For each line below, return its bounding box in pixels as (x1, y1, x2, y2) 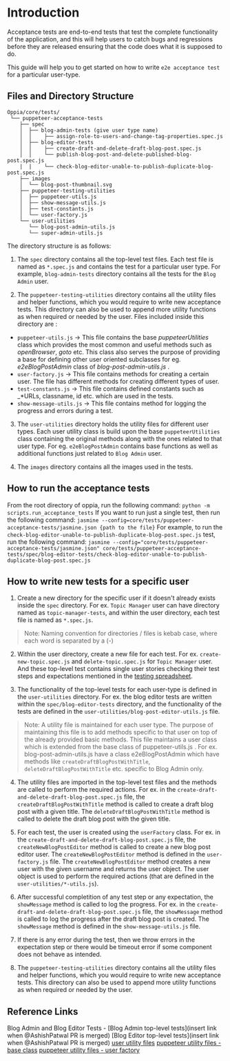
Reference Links (7, 1006, 79, 1018)
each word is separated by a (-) (23, 636, 114, 645)
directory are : (17, 320, 58, 328)
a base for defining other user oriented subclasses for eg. (17, 355, 181, 363)
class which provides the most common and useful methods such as (17, 340, 212, 349)
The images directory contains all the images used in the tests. (17, 463, 194, 471)
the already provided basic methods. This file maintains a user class (23, 735, 218, 743)
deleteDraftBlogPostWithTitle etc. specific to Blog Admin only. (23, 765, 205, 773)
